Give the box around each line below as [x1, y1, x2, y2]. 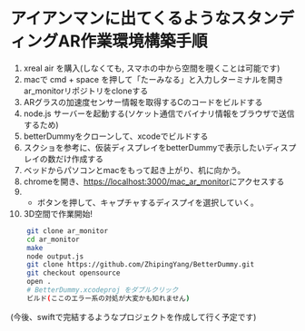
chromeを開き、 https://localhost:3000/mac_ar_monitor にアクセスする [23, 176, 285, 187]
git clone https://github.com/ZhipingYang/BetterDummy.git [26, 260, 255, 269]
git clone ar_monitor [26, 226, 108, 236]
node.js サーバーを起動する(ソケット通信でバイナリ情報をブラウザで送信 [23, 108, 295, 119]
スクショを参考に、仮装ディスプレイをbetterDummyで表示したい [23, 141, 266, 152]
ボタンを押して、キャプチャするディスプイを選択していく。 [36, 197, 259, 208]
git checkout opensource [26, 268, 121, 277]
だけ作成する [54, 153, 103, 164]
